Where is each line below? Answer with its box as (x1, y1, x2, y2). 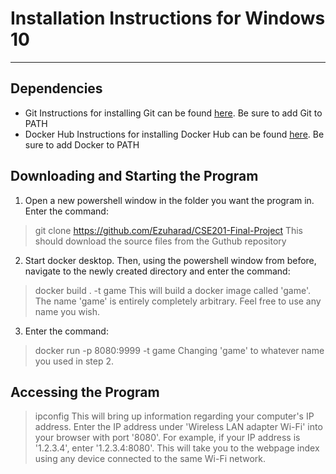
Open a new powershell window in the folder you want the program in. (24, 194, 315, 206)
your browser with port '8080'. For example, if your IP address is (34, 432, 301, 444)
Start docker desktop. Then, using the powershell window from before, (24, 254, 317, 266)
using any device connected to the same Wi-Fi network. (34, 453, 267, 465)
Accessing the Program (10, 383, 160, 401)
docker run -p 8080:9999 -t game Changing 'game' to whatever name (34, 344, 325, 356)
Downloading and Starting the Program (10, 168, 259, 185)
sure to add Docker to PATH (24, 138, 140, 151)
